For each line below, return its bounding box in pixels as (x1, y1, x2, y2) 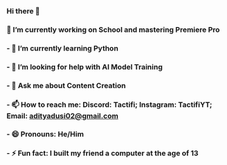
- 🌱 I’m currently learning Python (6, 43, 119, 53)
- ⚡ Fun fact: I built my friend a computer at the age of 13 (6, 148, 199, 158)
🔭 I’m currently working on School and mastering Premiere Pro (6, 24, 220, 34)
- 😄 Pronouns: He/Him (6, 130, 84, 139)
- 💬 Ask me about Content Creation (6, 80, 126, 90)
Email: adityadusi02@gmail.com (6, 111, 119, 121)
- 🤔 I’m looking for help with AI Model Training (6, 62, 163, 71)
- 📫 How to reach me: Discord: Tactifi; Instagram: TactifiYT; (6, 100, 212, 110)
